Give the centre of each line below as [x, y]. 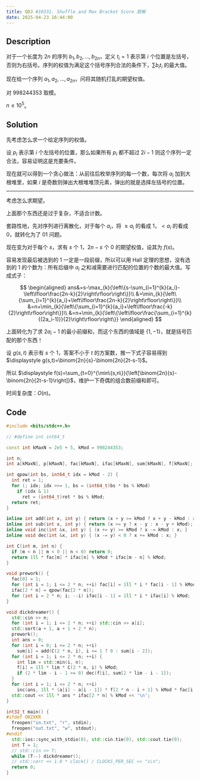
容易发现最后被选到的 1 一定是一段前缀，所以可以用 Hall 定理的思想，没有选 [98, 260]
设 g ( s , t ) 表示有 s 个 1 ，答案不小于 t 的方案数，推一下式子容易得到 [87, 353]
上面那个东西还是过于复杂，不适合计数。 [56, 213]
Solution [22, 124]
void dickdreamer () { [33, 612]
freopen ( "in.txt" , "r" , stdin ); [52, 723]
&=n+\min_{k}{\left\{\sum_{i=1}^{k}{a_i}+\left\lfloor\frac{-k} [100, 307]
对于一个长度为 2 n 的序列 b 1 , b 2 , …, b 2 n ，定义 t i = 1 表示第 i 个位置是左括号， [99, 57]
